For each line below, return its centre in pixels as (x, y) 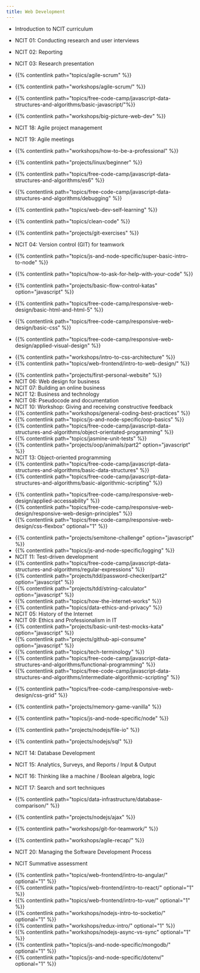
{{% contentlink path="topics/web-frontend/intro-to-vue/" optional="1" (102, 900)
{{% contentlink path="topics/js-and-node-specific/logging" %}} (95, 550)
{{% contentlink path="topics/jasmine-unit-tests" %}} (81, 438)
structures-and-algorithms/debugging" (63, 198)
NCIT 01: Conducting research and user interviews (77, 40)
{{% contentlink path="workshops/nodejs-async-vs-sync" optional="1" (103, 932)
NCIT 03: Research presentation (54, 63)
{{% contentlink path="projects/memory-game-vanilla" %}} (88, 706)
